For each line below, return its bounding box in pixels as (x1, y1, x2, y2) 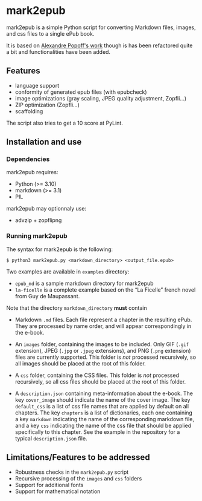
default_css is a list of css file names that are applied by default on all (14, 402, 189, 410)
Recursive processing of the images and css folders (14, 474, 142, 482)
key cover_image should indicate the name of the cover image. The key (14, 396, 191, 403)
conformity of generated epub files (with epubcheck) (14, 88, 147, 96)
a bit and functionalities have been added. (6, 48, 110, 55)
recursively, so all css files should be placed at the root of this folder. (14, 378, 186, 385)
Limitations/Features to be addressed (6, 452, 150, 463)
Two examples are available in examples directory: (6, 267, 130, 275)
